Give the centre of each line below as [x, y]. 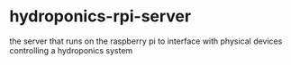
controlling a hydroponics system [71, 50]
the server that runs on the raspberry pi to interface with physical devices [146, 41]
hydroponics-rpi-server [100, 16]
